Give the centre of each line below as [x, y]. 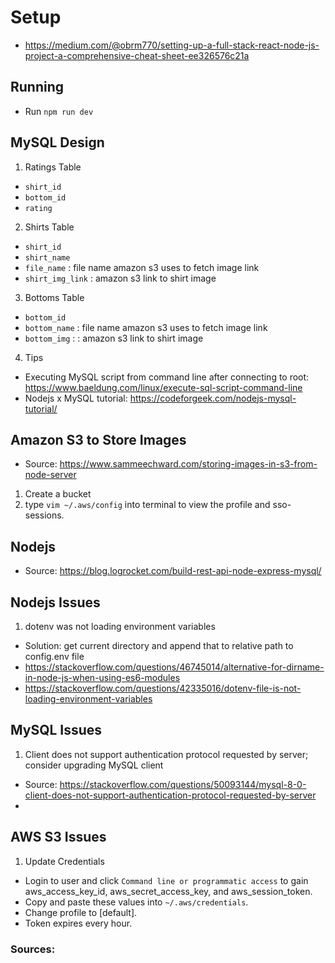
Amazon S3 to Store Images [98, 439]
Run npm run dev [59, 111]
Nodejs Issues [55, 602]
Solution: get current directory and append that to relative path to [159, 645]
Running [37, 87]
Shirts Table [49, 227]
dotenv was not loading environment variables [120, 626]
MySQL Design [57, 142]
